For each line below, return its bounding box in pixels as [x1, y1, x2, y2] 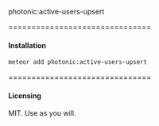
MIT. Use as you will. [8, 108, 76, 118]
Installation [8, 40, 46, 50]
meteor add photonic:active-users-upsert [8, 58, 148, 66]
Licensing [8, 91, 42, 100]
